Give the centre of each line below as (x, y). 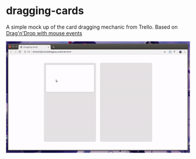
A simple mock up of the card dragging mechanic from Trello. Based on (92, 27)
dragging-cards (45, 11)
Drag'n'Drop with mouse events (44, 33)
